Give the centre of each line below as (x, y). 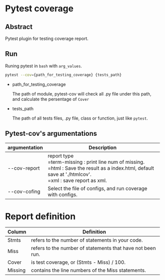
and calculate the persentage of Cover (51, 99)
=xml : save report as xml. (77, 180)
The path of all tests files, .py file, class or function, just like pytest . (80, 118)
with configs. (62, 194)
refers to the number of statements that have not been (94, 248)
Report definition (41, 216)
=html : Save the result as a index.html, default (101, 168)
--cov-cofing (24, 191)
